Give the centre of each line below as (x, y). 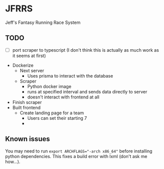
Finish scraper (27, 102)
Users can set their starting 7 (57, 118)
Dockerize (23, 65)
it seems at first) (29, 56)
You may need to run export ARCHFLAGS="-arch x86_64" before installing (79, 151)
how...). (13, 162)
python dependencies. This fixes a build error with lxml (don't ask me (76, 156)
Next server (32, 71)
